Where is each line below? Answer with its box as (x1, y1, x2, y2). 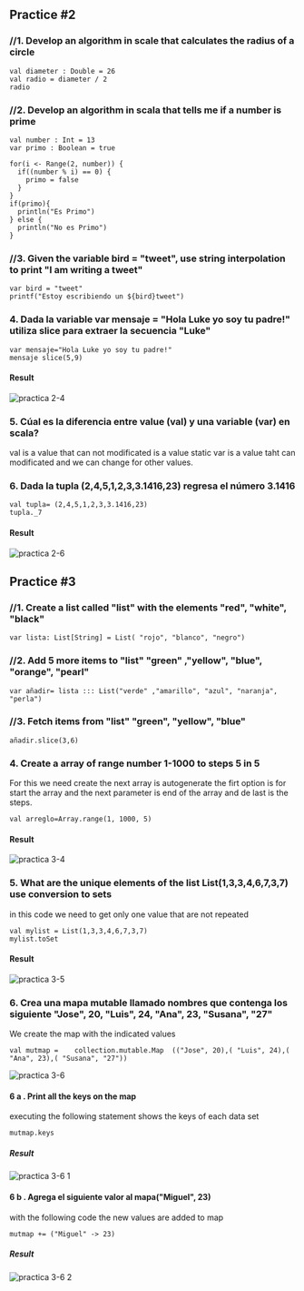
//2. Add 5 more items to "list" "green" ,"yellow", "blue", (9, 654, 263, 667)
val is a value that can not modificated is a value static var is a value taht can (9, 448, 297, 459)
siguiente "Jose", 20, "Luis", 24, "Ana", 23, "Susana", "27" (9, 1007, 273, 1020)
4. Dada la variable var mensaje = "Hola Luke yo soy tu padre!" (9, 313, 290, 326)
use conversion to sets (9, 888, 112, 901)
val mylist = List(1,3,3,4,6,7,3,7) (9, 926, 148, 935)
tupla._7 (9, 509, 43, 518)
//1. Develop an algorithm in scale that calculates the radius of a (9, 35, 295, 47)
